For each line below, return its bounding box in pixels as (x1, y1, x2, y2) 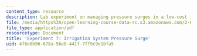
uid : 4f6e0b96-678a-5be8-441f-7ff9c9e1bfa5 (6, 41, 114, 47)
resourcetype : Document (6, 30, 64, 36)
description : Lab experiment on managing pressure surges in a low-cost (6, 14, 188, 20)
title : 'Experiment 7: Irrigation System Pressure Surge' (6, 36, 151, 41)
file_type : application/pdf (6, 24, 75, 31)
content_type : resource (6, 8, 64, 15)
